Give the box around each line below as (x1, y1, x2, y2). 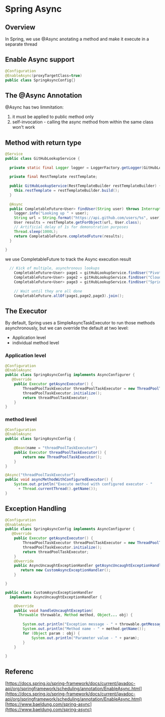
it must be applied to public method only (12, 114, 94, 120)
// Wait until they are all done (14, 288, 82, 293)
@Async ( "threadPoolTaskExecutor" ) (5, 473, 76, 478)
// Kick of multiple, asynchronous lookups (9, 266, 100, 271)
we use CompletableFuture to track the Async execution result (5, 257, 132, 262)
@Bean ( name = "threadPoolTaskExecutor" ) (14, 446, 98, 451)
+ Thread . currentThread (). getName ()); (18, 487, 98, 491)
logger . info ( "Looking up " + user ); (14, 211, 89, 216)
